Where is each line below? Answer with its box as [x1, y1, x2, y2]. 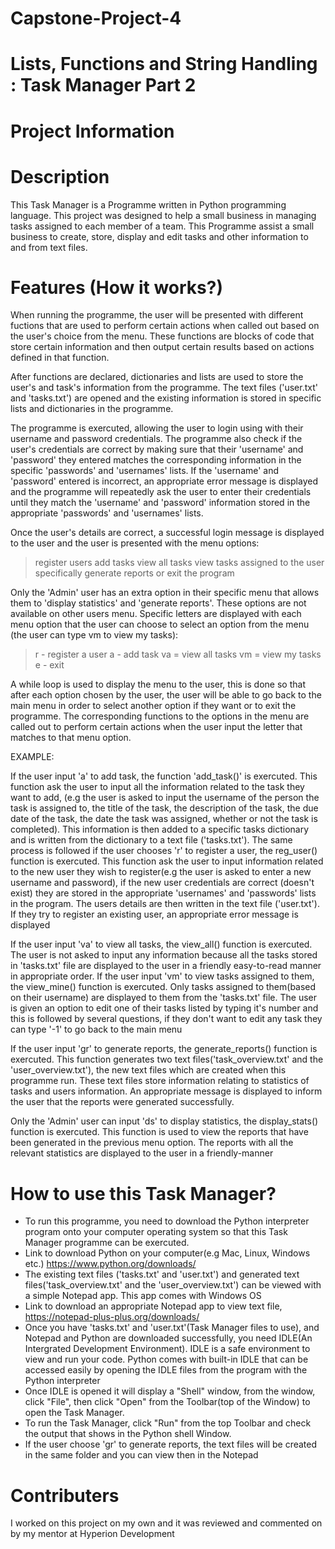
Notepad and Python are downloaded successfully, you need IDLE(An [24, 1332, 313, 1344]
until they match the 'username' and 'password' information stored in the [10, 497, 311, 509]
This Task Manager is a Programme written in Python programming [10, 198, 287, 211]
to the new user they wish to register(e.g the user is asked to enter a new [10, 866, 312, 878]
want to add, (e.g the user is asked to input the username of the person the [10, 792, 320, 804]
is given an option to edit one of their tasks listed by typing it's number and [10, 1002, 319, 1014]
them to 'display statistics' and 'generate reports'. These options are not [10, 597, 307, 609]
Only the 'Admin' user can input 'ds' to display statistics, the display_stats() [10, 1115, 319, 1127]
